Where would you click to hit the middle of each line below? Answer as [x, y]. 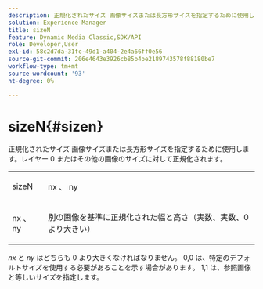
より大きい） [72, 229]
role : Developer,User [43, 45]
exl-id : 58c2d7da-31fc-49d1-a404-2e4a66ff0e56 [85, 52]
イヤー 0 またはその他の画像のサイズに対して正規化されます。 [127, 159]
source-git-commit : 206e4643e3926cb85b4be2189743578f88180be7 [112, 60]
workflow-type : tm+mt [43, 67]
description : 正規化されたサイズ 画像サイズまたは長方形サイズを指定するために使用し [131, 15]
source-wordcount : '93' [47, 74]
